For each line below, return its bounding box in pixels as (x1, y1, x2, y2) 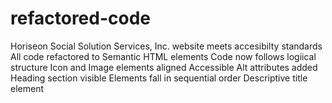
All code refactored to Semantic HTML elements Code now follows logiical (10, 50, 317, 62)
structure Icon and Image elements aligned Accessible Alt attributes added (10, 61, 318, 73)
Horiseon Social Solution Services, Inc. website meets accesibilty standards (10, 40, 323, 52)
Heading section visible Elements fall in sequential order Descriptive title (10, 72, 308, 84)
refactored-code (10, 7, 151, 30)
